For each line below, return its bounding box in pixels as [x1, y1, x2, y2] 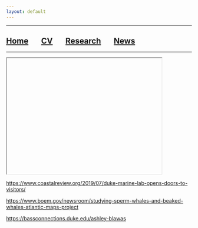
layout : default [6, 8, 46, 15]
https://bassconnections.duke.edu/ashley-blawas [6, 215, 127, 222]
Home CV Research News [6, 36, 136, 46]
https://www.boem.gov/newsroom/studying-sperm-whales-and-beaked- [6, 197, 184, 204]
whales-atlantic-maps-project [6, 204, 79, 211]
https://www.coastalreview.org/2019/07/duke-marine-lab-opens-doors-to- [6, 180, 188, 187]
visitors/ [6, 186, 26, 193]
